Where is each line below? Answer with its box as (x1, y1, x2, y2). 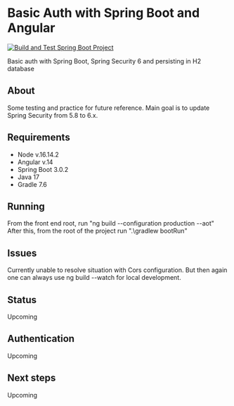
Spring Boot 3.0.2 (17, 165, 69, 173)
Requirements (7, 132, 70, 144)
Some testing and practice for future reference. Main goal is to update (7, 104, 210, 112)
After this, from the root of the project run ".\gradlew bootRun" (7, 227, 188, 235)
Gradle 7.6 (17, 180, 47, 188)
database (7, 64, 35, 73)
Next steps (7, 372, 56, 384)
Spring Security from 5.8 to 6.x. (7, 111, 98, 119)
